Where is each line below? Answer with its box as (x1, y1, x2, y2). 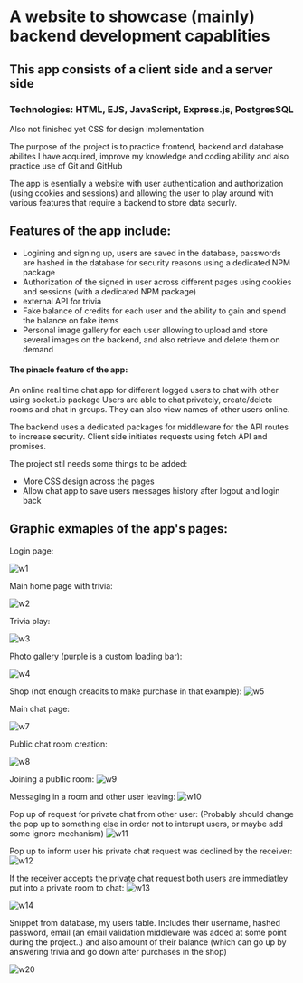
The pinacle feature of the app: (9, 364, 128, 375)
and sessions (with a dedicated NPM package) (22, 285, 197, 296)
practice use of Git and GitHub (9, 160, 123, 171)
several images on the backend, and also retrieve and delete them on (22, 333, 280, 345)
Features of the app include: (9, 224, 172, 239)
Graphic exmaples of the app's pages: (9, 521, 228, 536)
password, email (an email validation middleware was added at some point (9, 927, 287, 938)
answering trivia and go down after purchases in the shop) (9, 946, 228, 957)
